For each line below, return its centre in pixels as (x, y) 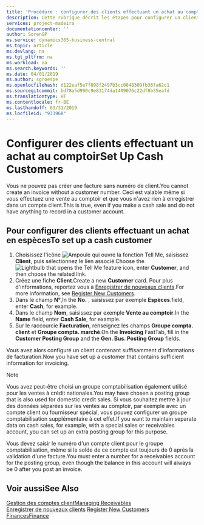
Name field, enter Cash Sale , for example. (68, 319)
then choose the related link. (51, 274)
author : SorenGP (27, 35)
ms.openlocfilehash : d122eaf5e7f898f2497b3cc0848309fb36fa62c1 (88, 85)
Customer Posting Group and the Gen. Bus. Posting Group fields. (98, 339)
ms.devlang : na (25, 52)
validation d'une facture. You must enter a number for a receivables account (101, 456)
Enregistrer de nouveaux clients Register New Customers (78, 509)
